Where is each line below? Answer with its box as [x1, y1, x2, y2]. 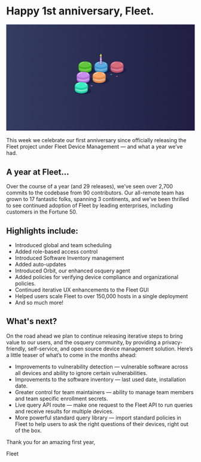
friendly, [6, 345, 27, 352]
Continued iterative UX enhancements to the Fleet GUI [14, 286, 149, 293]
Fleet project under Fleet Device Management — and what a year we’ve [6, 143, 183, 151]
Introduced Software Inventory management [14, 254, 124, 262]
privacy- [162, 338, 183, 346]
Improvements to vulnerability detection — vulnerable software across [14, 363, 188, 370]
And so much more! [14, 299, 64, 307]
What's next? [6, 316, 57, 326]
